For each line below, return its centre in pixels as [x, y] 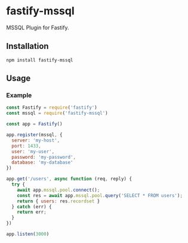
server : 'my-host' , [36, 140]
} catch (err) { [32, 207]
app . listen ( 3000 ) [28, 234]
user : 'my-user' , [33, 151]
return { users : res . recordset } [58, 201]
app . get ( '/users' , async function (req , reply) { [69, 179]
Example [19, 96]
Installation [27, 46]
